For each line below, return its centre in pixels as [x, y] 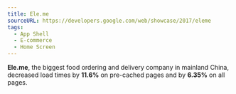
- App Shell [32, 34]
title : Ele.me [28, 14]
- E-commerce [33, 41]
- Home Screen [34, 47]
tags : [15, 27]
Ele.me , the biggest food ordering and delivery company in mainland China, [118, 67]
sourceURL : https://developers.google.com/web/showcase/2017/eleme [109, 21]
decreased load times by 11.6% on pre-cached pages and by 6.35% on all [116, 75]
